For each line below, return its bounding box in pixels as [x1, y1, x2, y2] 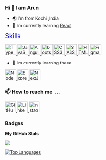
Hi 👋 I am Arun [5, 4, 39, 11]
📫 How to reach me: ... [5, 88, 60, 95]
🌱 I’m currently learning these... [12, 60, 75, 66]
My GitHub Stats [5, 130, 39, 136]
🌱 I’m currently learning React [12, 23, 72, 29]
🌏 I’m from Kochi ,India [12, 16, 59, 21]
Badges [5, 120, 23, 127]
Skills [5, 32, 21, 40]
